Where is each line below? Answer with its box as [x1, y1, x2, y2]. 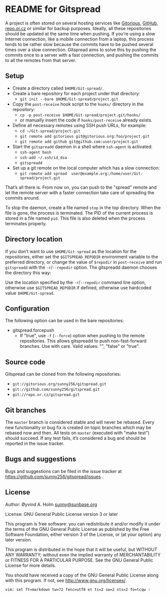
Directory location [5, 235, 63, 244]
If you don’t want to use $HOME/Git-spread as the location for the [5, 248, 137, 254]
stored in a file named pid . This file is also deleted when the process [5, 215, 146, 221]
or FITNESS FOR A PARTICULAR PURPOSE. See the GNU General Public [5, 557, 154, 563]
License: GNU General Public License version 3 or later [5, 511, 118, 517]
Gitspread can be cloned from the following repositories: [5, 371, 121, 377]
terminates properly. [5, 220, 47, 226]
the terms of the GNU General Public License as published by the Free [5, 526, 150, 532]
